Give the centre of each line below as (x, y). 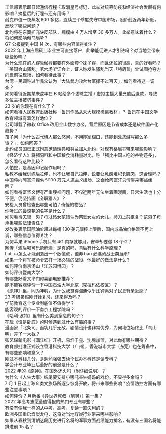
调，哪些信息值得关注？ (29, 235)
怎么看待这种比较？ (25, 161)
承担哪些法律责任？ (25, 223)
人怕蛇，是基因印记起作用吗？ (35, 167)
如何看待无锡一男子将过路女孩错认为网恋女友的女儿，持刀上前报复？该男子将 (83, 217)
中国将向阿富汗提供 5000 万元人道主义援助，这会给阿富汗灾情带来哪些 (77, 180)
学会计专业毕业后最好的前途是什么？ (42, 365)
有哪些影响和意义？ (25, 352)
